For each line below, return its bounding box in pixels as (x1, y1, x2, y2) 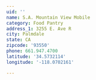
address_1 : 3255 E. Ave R (6, 25, 71, 32)
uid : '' (6, 8, 26, 15)
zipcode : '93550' (6, 43, 50, 49)
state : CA (6, 37, 31, 43)
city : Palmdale (6, 31, 45, 37)
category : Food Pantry (6, 20, 63, 26)
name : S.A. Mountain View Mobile (6, 14, 91, 20)
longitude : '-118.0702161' (6, 59, 74, 65)
